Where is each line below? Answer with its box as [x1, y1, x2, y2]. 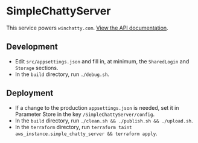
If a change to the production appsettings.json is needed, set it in [14, 104, 179, 111]
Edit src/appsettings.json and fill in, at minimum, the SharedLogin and [14, 57, 190, 65]
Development [6, 42, 59, 52]
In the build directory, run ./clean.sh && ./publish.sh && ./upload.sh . [14, 116, 193, 124]
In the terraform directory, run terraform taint [14, 123, 132, 130]
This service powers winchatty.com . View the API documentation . [6, 24, 168, 31]
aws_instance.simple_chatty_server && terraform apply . [14, 130, 158, 137]
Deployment [6, 88, 54, 98]
